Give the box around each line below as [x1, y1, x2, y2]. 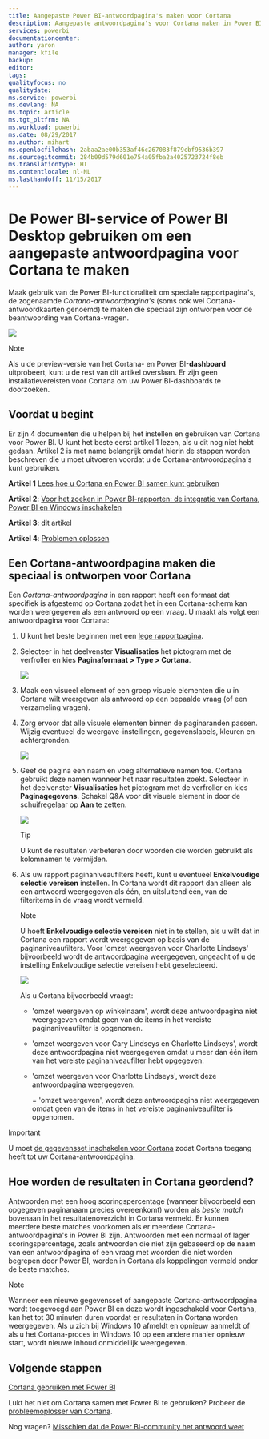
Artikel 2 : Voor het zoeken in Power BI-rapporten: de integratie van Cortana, [8, 494, 260, 503]
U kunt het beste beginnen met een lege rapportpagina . [19, 631, 204, 641]
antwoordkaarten [8, 304, 66, 314]
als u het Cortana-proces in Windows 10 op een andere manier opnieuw [8, 1329, 246, 1339]
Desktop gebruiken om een [8, 227, 192, 245]
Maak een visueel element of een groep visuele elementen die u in [19, 686, 239, 695]
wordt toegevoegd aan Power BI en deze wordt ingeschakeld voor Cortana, [8, 1304, 257, 1313]
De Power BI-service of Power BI [8, 210, 228, 228]
